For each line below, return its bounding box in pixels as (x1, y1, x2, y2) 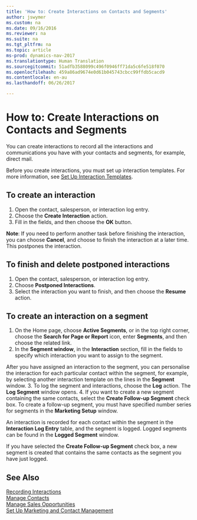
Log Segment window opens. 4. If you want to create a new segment (6, 388, 174, 396)
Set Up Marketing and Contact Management (6, 507, 114, 514)
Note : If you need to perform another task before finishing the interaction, (6, 230, 186, 237)
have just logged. (6, 456, 48, 463)
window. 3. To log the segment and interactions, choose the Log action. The (6, 382, 191, 389)
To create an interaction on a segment (6, 311, 149, 321)
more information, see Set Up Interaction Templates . (6, 173, 133, 180)
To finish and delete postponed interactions (6, 259, 170, 269)
